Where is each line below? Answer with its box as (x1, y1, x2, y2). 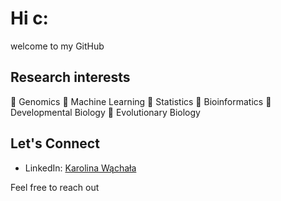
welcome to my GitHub (10, 40, 105, 52)
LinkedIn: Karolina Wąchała (24, 162, 137, 174)
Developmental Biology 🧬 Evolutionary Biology (10, 106, 201, 118)
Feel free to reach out (10, 181, 100, 193)
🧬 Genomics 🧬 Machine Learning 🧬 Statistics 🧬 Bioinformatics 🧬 (10, 95, 272, 107)
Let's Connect (10, 135, 100, 152)
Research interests (10, 69, 131, 86)
